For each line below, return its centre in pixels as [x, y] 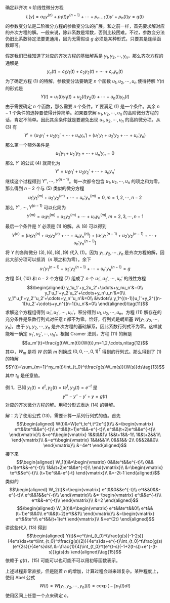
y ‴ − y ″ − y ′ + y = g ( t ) [85, 397]
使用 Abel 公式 [20, 578]
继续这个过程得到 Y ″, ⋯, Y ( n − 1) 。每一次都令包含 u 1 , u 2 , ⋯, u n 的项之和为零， [84, 181]
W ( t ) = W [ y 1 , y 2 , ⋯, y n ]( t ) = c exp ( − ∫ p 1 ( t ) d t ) [85, 587]
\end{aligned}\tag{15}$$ [96, 552]
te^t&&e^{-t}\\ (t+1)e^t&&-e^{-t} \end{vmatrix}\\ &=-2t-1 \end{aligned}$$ [85, 473]
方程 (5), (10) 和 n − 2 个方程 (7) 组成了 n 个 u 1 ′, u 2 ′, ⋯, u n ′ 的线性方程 [76, 279]
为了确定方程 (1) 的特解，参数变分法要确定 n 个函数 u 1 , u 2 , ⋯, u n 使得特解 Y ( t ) [85, 81]
